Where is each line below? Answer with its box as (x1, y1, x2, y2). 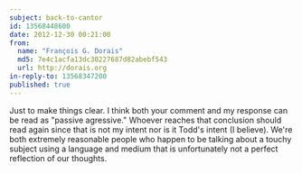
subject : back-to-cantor (9, 13, 103, 23)
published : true (9, 80, 71, 89)
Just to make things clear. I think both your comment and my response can (9, 105, 288, 115)
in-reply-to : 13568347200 (9, 72, 107, 81)
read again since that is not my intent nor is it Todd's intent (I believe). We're (9, 123, 293, 135)
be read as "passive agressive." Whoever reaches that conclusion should (9, 114, 282, 125)
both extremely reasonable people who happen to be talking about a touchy (9, 133, 292, 144)
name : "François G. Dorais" (17, 47, 124, 56)
